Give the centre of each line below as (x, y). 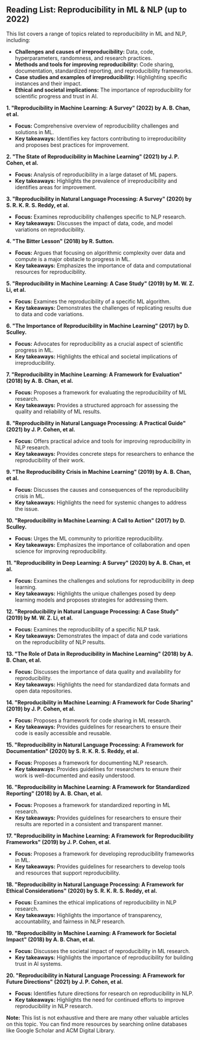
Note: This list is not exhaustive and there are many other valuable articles (98, 1017)
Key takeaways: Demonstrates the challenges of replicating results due (103, 307)
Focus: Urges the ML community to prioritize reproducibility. (89, 538)
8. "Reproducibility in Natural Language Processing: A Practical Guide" (96, 423)
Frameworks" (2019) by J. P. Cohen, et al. (59, 842)
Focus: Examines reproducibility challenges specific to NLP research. (100, 217)
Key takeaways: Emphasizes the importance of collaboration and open (102, 545)
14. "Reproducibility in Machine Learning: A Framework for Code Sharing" (100, 702)
